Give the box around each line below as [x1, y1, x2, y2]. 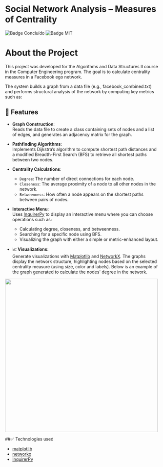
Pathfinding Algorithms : [12, 141, 62, 147]
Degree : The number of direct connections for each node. [19, 176, 135, 182]
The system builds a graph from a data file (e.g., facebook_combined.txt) [5, 83, 152, 89]
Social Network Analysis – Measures [5, 3, 157, 15]
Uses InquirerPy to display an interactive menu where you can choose [12, 211, 153, 217]
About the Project [5, 48, 78, 58]
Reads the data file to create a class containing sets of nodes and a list [12, 126, 155, 132]
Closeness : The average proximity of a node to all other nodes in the [19, 181, 156, 187]
